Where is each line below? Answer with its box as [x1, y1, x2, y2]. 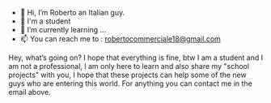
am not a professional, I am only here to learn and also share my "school [8, 62, 249, 71]
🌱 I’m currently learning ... [19, 25, 107, 34]
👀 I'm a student [19, 16, 71, 26]
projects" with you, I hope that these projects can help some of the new [8, 70, 247, 79]
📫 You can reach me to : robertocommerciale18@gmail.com [19, 34, 221, 44]
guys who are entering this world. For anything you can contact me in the [8, 79, 252, 88]
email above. [8, 88, 51, 97]
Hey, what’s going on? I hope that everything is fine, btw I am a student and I [8, 53, 264, 62]
